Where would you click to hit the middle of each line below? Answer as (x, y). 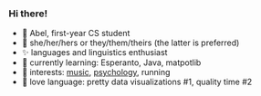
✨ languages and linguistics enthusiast (94, 53)
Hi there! (28, 14)
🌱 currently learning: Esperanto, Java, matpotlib (111, 62)
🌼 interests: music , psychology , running (96, 72)
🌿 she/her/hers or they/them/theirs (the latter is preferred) (130, 43)
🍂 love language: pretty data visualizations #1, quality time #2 (137, 82)
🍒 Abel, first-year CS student (76, 34)
